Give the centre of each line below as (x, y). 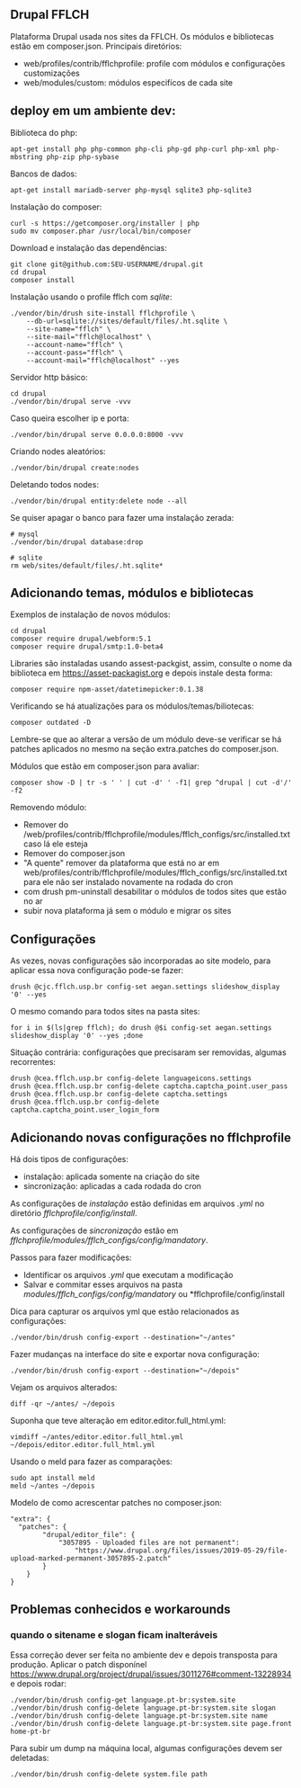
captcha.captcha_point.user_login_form (85, 1110)
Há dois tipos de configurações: (70, 1159)
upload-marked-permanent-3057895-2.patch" (91, 1559)
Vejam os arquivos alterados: (64, 1388)
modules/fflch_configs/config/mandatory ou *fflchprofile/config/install (154, 1294)
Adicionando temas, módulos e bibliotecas (132, 593)
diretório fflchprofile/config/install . (74, 1213)
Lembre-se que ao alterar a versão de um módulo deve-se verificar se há (146, 739)
